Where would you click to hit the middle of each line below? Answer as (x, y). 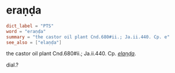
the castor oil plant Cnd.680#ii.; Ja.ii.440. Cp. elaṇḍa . (71, 54)
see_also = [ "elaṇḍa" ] (34, 42)
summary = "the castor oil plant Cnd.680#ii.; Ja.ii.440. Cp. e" (88, 37)
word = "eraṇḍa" (26, 31)
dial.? (12, 65)
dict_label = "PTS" (30, 26)
